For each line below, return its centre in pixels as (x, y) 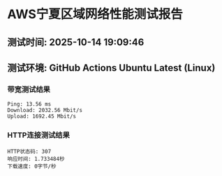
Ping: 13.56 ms (29, 104)
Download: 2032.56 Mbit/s (45, 111)
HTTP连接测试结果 (38, 135)
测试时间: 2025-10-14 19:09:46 (76, 42)
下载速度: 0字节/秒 (32, 166)
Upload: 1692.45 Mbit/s (42, 117)
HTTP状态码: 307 (29, 151)
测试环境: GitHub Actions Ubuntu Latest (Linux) (111, 68)
